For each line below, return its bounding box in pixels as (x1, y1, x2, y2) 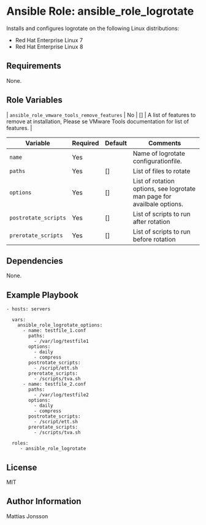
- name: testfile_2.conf (22, 381, 86, 388)
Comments (148, 139, 181, 147)
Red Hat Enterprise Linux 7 (15, 36, 83, 44)
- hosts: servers (6, 306, 51, 312)
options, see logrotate (132, 184, 196, 193)
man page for (132, 192, 172, 201)
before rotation (132, 235, 176, 243)
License (6, 462, 37, 473)
